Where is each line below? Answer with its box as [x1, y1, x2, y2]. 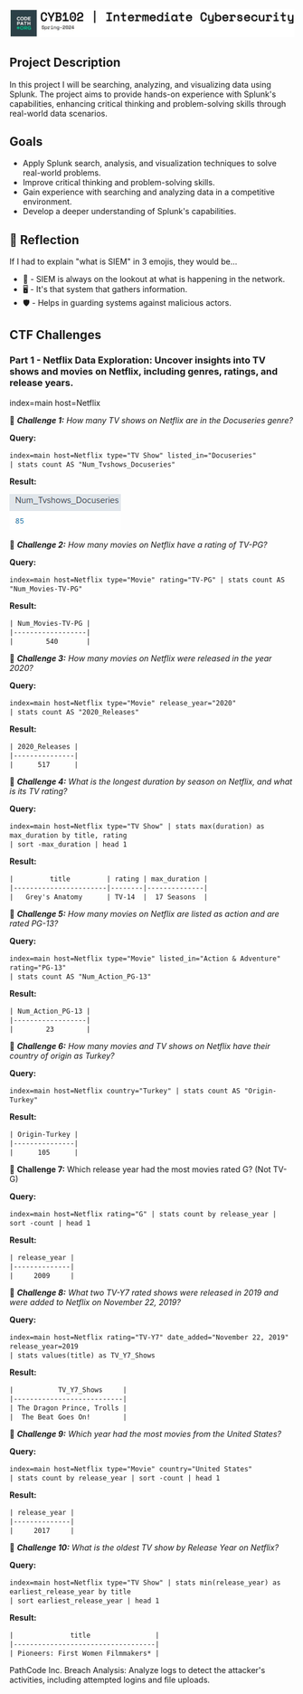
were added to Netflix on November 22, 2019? [9, 1296, 181, 1307]
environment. [22, 196, 72, 207]
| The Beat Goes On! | [9, 1412, 128, 1422]
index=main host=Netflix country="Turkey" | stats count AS [9, 1086, 241, 1095]
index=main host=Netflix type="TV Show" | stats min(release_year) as [9, 1578, 281, 1587]
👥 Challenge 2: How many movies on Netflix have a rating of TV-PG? [9, 539, 269, 550]
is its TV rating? [9, 785, 68, 796]
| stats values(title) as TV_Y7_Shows [9, 1350, 156, 1360]
